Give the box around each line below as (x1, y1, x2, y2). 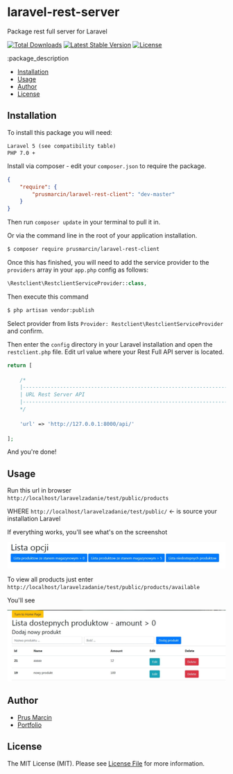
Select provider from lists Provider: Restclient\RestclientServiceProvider (7, 319, 224, 327)
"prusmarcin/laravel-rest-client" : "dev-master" (32, 190, 175, 198)
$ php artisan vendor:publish (7, 306, 95, 313)
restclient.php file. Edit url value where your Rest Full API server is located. (7, 347, 224, 356)
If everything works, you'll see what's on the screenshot (7, 528, 168, 536)
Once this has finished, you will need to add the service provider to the (7, 258, 209, 266)
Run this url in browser (7, 486, 71, 495)
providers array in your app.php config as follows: (7, 265, 149, 274)
